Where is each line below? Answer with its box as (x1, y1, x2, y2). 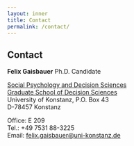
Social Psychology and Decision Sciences (7, 81, 127, 89)
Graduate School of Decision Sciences (7, 88, 118, 97)
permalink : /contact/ (7, 23, 70, 30)
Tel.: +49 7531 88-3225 (7, 124, 75, 132)
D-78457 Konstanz (7, 103, 61, 111)
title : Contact (7, 17, 51, 24)
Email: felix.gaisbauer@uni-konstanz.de (7, 131, 121, 140)
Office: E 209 (7, 116, 45, 125)
